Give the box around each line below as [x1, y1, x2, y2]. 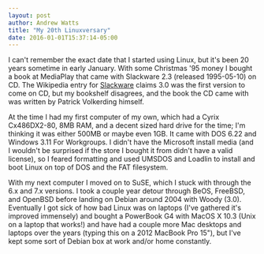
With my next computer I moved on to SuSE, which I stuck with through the [8, 178, 252, 188]
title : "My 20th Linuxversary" [8, 26, 111, 34]
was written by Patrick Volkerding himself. [8, 97, 144, 106]
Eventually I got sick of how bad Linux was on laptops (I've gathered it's [8, 203, 242, 213]
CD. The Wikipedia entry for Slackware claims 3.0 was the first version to [8, 80, 246, 90]
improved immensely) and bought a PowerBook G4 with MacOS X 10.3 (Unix [8, 211, 256, 221]
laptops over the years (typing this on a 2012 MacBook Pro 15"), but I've [8, 228, 242, 237]
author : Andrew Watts [8, 19, 80, 27]
